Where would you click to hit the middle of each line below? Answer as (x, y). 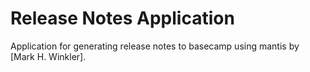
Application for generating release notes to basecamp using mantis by (155, 46)
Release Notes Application (122, 18)
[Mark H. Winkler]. (48, 56)
